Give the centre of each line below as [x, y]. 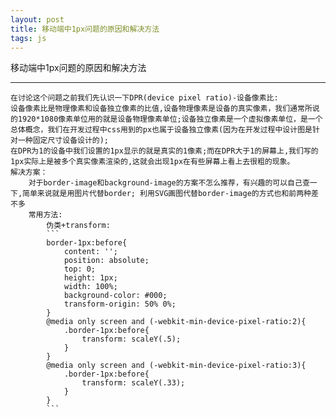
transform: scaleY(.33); [133, 383]
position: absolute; [106, 261]
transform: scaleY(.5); [131, 339]
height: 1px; [90, 278]
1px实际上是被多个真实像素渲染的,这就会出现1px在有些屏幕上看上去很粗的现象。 [152, 162]
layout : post [37, 19]
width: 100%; [90, 287]
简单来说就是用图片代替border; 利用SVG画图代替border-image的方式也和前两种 [167, 194]
